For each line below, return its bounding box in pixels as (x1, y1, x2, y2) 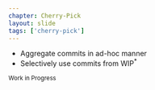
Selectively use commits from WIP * (19, 57, 137, 68)
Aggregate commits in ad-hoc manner (19, 49, 148, 59)
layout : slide (8, 19, 57, 27)
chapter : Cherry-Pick (8, 11, 82, 20)
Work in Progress (8, 74, 57, 83)
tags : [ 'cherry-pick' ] (8, 27, 85, 35)
